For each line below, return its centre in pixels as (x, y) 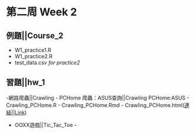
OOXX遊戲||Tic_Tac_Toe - (46, 125)
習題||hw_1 (26, 83)
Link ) (21, 112)
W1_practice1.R (33, 50)
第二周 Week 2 (42, 12)
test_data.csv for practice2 (47, 63)
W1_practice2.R (34, 56)
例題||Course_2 (35, 36)
